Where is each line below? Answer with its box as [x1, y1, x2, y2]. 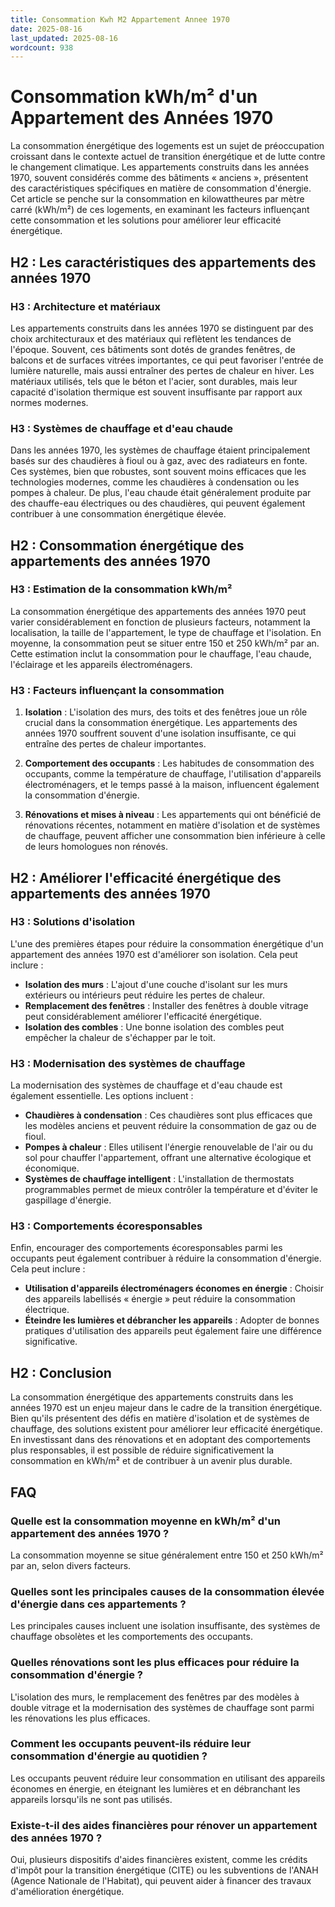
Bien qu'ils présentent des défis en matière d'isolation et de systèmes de [10, 1412, 310, 1425]
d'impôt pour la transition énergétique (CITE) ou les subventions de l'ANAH [10, 1864, 319, 1876]
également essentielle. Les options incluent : [10, 1090, 194, 1102]
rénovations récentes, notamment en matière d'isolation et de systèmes [24, 819, 321, 831]
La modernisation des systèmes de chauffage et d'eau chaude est [10, 1079, 283, 1091]
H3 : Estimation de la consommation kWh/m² [10, 582, 233, 596]
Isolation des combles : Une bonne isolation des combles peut [24, 1021, 285, 1033]
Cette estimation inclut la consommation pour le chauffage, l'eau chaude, [10, 647, 312, 660]
